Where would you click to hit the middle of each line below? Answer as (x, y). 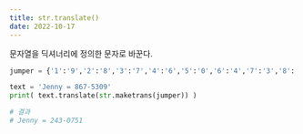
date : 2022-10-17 (42, 26)
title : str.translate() (55, 18)
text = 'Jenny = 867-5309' (61, 88)
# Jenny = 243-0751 (46, 120)
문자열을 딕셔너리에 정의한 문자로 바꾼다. (81, 53)
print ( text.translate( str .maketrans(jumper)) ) (103, 96)
